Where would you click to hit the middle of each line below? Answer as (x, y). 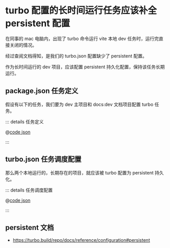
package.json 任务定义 (42, 91)
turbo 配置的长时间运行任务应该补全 (81, 11)
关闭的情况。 (23, 45)
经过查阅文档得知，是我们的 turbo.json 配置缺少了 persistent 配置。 (76, 56)
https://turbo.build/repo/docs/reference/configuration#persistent (81, 240)
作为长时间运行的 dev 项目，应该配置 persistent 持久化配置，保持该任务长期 (85, 67)
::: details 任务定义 (25, 122)
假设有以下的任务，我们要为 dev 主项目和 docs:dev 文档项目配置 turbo (79, 104)
